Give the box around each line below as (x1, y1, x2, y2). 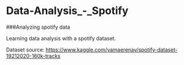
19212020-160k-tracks (6, 52, 61, 59)
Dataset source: (6, 46, 45, 53)
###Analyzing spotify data (6, 23, 71, 30)
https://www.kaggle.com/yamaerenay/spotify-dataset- (45, 46, 178, 53)
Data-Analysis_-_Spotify (6, 4, 129, 18)
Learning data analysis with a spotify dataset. (6, 35, 116, 42)
